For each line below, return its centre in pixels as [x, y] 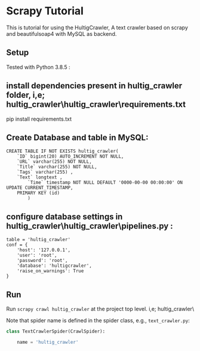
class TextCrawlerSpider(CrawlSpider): [56, 331]
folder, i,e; [26, 95]
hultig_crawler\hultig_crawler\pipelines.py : [90, 226]
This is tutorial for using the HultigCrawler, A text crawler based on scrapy [97, 27]
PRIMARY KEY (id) [39, 193]
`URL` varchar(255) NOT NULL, [55, 162]
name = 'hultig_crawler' [48, 342]
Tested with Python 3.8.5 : [38, 67]
